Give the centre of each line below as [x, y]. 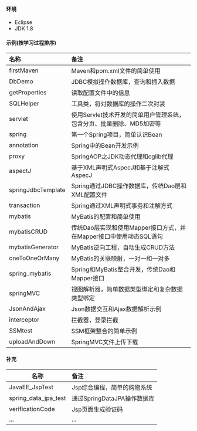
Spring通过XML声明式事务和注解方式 [122, 206]
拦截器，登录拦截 [95, 320]
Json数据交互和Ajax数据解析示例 [116, 309]
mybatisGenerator [34, 247]
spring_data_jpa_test [38, 398]
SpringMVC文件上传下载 [105, 342]
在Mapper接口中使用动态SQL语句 [117, 236]
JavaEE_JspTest [31, 387]
